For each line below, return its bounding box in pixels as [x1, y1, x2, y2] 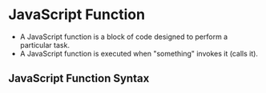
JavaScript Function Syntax [8, 72, 150, 85]
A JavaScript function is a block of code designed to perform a [19, 32, 228, 41]
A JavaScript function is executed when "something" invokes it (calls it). [19, 48, 259, 58]
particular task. [19, 40, 71, 49]
